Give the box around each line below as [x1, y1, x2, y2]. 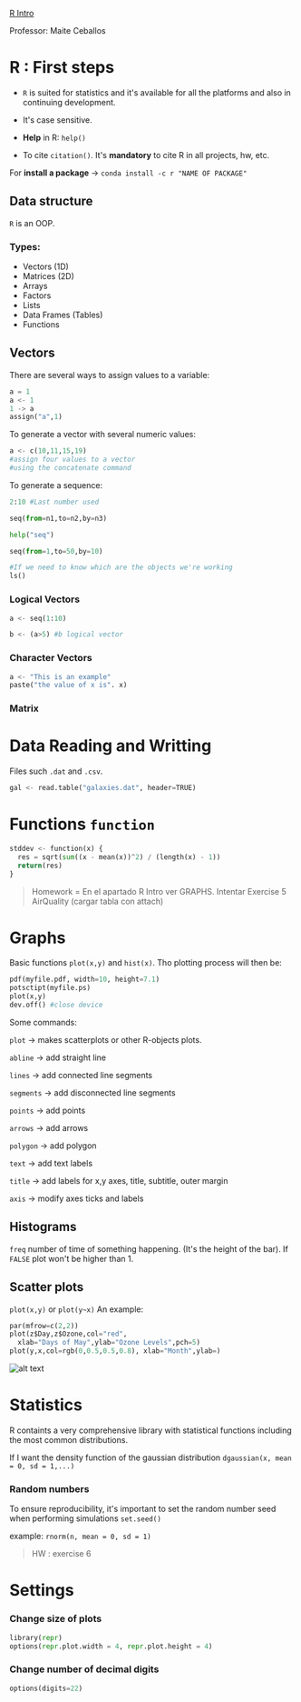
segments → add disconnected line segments [9, 1086, 176, 1098]
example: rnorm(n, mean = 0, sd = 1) [9, 1531, 151, 1542]
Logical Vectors [9, 593, 80, 606]
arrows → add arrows [9, 1122, 89, 1133]
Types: [9, 240, 41, 253]
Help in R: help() [22, 132, 86, 143]
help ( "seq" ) [9, 530, 54, 539]
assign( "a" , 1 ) [9, 413, 63, 422]
